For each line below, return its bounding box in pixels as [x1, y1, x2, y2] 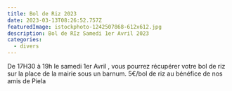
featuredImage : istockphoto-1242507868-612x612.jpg [7, 23, 162, 30]
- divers [13, 43, 39, 50]
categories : [7, 36, 42, 43]
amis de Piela [7, 77, 46, 85]
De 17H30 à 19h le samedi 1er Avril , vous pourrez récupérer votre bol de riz [7, 62, 226, 70]
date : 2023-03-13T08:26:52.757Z [7, 17, 102, 24]
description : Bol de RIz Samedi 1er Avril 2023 [7, 29, 150, 37]
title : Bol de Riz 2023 [7, 10, 77, 17]
